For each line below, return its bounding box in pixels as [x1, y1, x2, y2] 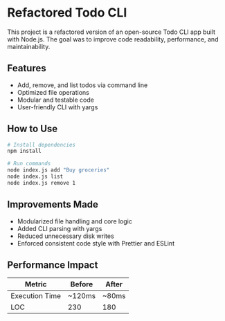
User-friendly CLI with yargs [17, 102, 98, 111]
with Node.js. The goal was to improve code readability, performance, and [7, 35, 219, 43]
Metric [24, 279, 47, 289]
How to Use [7, 123, 58, 135]
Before [70, 279, 93, 289]
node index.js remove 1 [7, 179, 76, 186]
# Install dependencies [7, 141, 76, 148]
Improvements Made [7, 199, 99, 210]
